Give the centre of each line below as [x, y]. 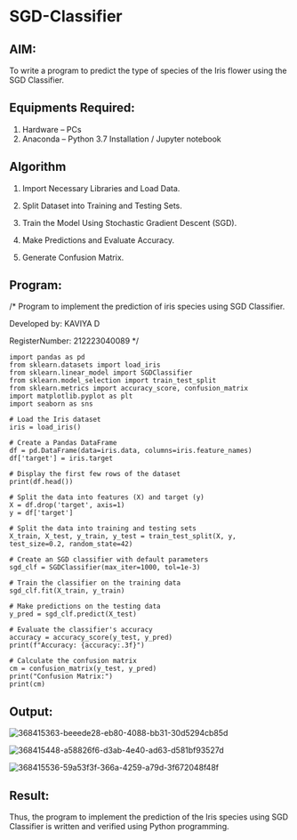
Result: [29, 795]
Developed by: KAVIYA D [55, 324]
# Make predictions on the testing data [85, 607]
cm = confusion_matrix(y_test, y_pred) [83, 669]
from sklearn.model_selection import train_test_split [113, 381]
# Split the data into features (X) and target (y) [107, 497]
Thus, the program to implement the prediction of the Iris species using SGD [149, 817]
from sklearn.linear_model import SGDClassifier [101, 373]
